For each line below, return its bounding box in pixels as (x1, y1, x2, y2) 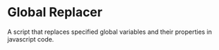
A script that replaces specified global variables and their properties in (7, 27, 213, 36)
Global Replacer (7, 4, 102, 20)
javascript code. (7, 35, 54, 43)
